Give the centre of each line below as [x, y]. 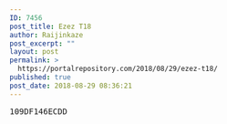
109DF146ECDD [39, 111]
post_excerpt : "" [42, 43]
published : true [40, 77]
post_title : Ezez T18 [51, 26]
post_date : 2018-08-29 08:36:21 [71, 86]
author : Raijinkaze [46, 35]
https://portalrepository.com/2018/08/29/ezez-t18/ [118, 69]
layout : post [34, 52]
